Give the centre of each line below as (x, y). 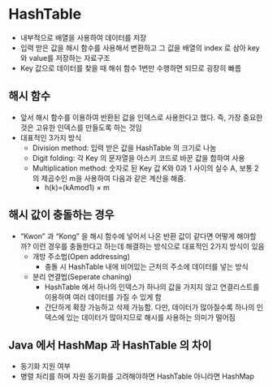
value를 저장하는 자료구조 (69, 58)
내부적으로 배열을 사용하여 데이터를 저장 (83, 37)
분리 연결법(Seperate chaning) (82, 276)
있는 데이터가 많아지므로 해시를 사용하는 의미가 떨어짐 (151, 317)
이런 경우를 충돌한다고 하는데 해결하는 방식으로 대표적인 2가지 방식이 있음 (148, 246)
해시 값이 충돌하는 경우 (62, 215)
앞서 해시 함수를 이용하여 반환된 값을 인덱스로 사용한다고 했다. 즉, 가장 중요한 (141, 117)
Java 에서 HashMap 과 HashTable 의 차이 (110, 345)
